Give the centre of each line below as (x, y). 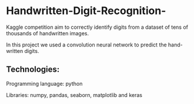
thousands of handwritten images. (48, 33)
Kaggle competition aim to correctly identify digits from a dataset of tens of (97, 27)
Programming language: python (44, 83)
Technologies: (33, 70)
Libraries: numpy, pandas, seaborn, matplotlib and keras (74, 95)
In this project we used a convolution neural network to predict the (86, 45)
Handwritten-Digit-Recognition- (86, 11)
